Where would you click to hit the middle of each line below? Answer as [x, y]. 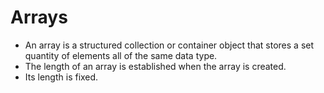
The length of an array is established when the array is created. [155, 66]
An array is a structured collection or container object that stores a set [169, 45]
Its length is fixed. [61, 77]
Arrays [39, 17]
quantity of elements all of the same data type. [121, 55]
